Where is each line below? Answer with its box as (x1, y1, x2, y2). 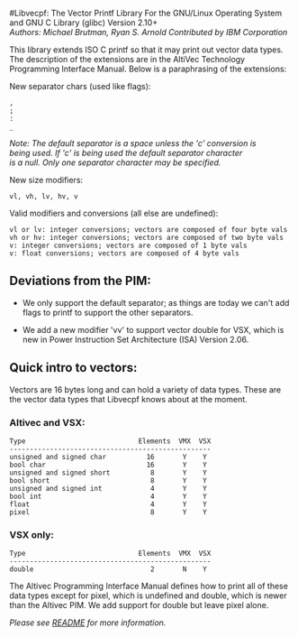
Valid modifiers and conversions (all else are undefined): (9, 208, 219, 218)
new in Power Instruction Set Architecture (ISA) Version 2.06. (22, 334, 249, 345)
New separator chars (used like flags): (9, 81, 151, 91)
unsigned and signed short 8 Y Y (9, 468, 207, 477)
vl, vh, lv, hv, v (9, 192, 78, 201)
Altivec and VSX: (9, 416, 86, 429)
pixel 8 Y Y (9, 507, 207, 517)
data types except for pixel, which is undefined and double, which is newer (9, 590, 287, 601)
